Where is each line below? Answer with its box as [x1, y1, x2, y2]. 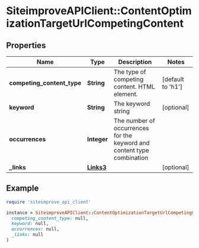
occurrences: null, [11, 226, 60, 232]
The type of [113, 68, 146, 76]
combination [113, 154, 149, 162]
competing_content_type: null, [11, 215, 89, 221]
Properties [6, 40, 46, 50]
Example [6, 183, 39, 194]
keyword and [113, 139, 150, 147]
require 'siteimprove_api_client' [6, 199, 92, 205]
